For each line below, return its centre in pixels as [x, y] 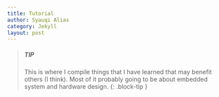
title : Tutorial [30, 13]
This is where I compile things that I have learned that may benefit [118, 72]
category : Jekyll [32, 26]
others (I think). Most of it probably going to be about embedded [116, 79]
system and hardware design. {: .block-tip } [86, 87]
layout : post [26, 33]
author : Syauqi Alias [38, 20]
